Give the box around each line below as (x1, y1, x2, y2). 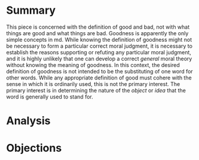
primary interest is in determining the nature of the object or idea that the (6, 87, 186, 94)
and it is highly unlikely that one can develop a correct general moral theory (6, 55, 192, 62)
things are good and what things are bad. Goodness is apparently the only (6, 29, 189, 36)
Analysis (6, 114, 51, 128)
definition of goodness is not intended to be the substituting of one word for (6, 67, 193, 75)
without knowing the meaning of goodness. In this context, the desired (6, 61, 180, 69)
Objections (6, 141, 62, 155)
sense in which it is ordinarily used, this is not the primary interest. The (6, 80, 180, 87)
